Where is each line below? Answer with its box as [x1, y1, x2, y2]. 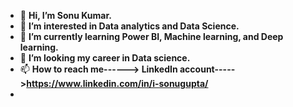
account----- [179, 63, 236, 75]
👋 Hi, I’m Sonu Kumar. [19, 10, 112, 21]
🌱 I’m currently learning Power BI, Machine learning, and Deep [19, 31, 284, 42]
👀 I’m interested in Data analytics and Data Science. [19, 20, 240, 32]
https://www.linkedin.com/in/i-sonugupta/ [26, 78, 209, 89]
